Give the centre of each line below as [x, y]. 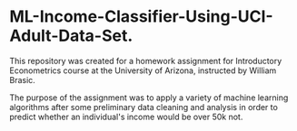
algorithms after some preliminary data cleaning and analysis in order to [144, 107]
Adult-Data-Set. [71, 36]
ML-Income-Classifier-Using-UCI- [142, 17]
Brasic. [23, 80]
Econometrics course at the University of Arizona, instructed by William [143, 70]
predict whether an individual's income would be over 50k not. [126, 117]
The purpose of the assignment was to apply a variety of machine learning [149, 98]
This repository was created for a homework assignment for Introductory [146, 61]
